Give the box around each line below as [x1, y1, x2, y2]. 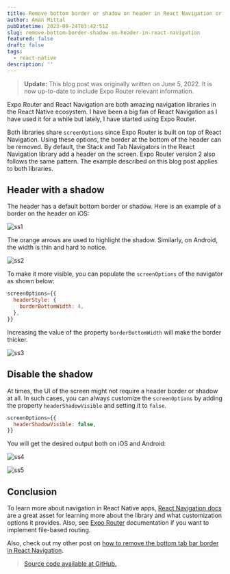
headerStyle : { [13, 297, 57, 304]
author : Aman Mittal [7, 16, 66, 23]
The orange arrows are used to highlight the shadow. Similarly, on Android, [7, 236, 218, 244]
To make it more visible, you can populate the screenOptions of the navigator [7, 270, 223, 278]
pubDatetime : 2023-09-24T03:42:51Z [7, 23, 109, 29]
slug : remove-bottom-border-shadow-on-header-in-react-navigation [7, 29, 201, 36]
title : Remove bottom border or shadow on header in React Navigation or [7, 10, 222, 17]
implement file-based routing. [7, 526, 91, 534]
